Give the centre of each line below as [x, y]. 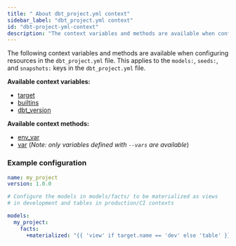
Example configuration [47, 163]
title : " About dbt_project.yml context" [69, 14]
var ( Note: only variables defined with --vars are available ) [103, 145]
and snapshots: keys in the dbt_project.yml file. [77, 68]
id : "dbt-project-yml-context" [53, 27]
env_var [28, 137]
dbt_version [34, 110]
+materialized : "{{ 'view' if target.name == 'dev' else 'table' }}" [130, 235]
